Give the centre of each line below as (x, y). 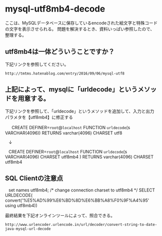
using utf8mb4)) (21, 206)
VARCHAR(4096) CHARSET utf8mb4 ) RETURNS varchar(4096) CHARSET (79, 157)
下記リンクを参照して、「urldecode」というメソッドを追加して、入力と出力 (80, 111)
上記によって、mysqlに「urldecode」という (71, 90)
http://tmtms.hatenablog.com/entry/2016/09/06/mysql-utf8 (65, 74)
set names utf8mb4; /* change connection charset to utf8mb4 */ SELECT (82, 190)
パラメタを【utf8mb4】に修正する (39, 117)
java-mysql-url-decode (28, 229)
